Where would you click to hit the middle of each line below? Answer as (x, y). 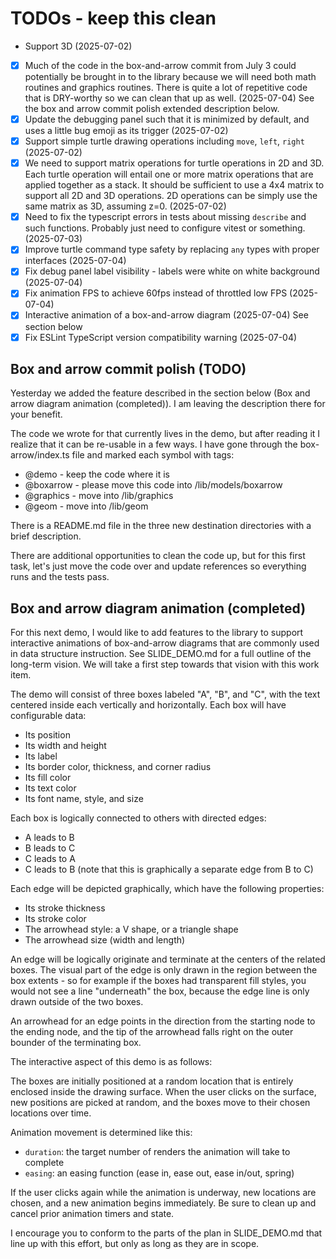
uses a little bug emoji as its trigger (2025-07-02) (126, 131)
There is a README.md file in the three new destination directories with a (161, 526)
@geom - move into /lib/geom (86, 506)
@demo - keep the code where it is (97, 474)
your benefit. (36, 414)
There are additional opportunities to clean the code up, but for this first (158, 556)
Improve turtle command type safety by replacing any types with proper (172, 249)
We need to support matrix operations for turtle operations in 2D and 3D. (174, 163)
